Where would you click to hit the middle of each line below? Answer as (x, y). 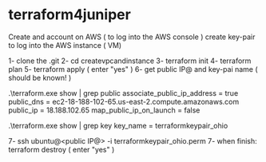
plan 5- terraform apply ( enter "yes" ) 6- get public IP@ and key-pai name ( (133, 69)
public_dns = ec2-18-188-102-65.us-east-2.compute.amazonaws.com (124, 101)
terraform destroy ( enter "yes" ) (62, 149)
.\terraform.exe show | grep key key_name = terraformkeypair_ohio (118, 125)
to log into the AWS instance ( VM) (65, 45)
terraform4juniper (70, 15)
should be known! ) (40, 77)
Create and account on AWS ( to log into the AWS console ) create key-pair (132, 37)
